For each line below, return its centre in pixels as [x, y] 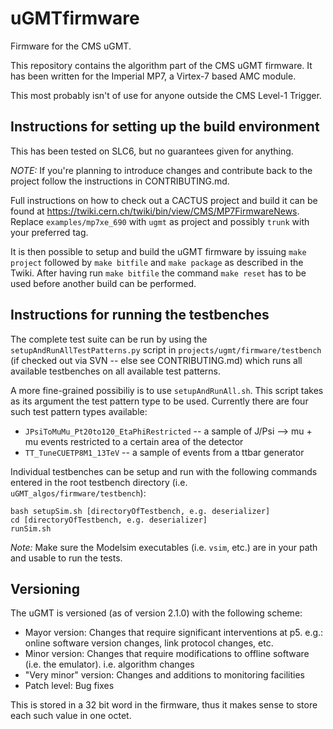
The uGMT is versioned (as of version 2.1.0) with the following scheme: [156, 613]
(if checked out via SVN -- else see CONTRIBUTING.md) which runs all [156, 360]
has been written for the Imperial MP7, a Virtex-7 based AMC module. [153, 76]
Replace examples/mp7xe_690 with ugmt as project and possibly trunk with [160, 221]
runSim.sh [31, 528]
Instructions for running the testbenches [140, 315]
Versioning [45, 588]
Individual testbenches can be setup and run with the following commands [164, 471]
